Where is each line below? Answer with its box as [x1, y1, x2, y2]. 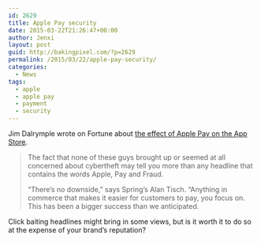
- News [15, 70, 37, 78]
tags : [8, 78, 26, 85]
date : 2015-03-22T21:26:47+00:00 [8, 26, 118, 34]
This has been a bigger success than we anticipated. [27, 202, 199, 210]
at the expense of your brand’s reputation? [8, 225, 147, 234]
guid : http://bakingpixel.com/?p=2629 [8, 48, 136, 56]
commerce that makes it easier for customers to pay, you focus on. [27, 193, 246, 202]
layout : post [8, 41, 51, 49]
